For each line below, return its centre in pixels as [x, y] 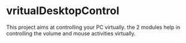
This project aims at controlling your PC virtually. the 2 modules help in [93, 27]
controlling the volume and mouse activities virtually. [71, 33]
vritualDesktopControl [63, 11]
